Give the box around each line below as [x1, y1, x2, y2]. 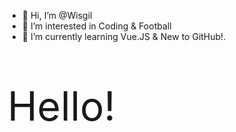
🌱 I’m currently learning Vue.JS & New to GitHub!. [21, 31, 227, 42]
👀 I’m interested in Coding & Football [21, 20, 172, 32]
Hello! [7, 81, 116, 130]
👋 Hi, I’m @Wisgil [21, 10, 93, 21]
